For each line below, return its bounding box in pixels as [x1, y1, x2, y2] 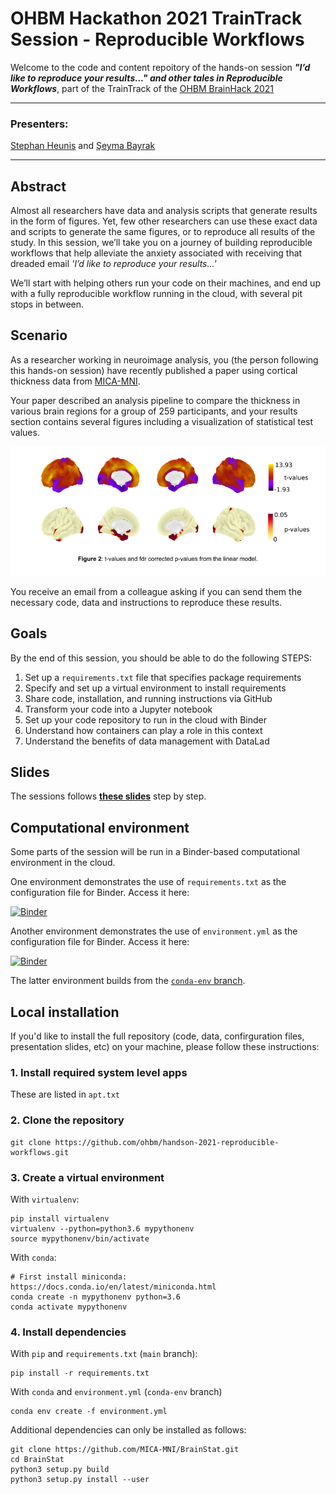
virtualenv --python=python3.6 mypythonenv [10, 1224, 195, 1234]
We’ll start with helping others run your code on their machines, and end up [10, 277, 321, 289]
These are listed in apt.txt [10, 1088, 120, 1101]
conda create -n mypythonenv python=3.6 [10, 1292, 182, 1302]
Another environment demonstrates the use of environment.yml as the [10, 925, 298, 937]
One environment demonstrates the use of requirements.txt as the [10, 876, 287, 888]
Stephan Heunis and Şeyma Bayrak [10, 140, 156, 152]
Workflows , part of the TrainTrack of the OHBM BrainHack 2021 [10, 82, 275, 94]
